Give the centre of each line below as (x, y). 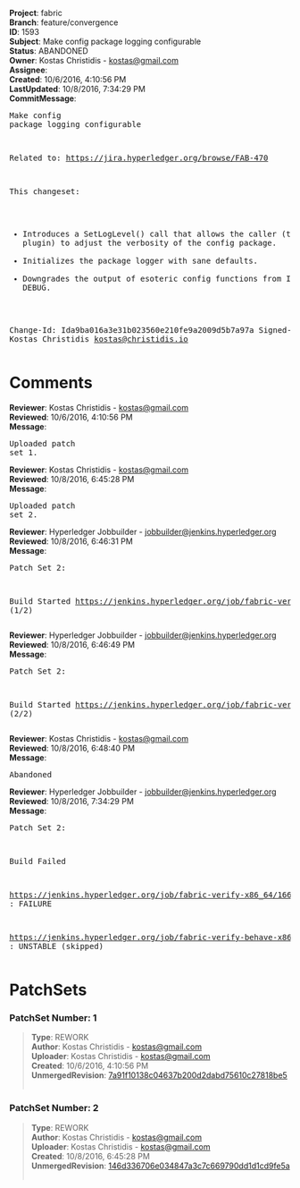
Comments (51, 383)
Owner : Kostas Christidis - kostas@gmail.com (94, 60)
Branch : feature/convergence (64, 22)
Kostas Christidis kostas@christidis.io (99, 339)
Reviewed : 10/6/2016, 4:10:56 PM (71, 417)
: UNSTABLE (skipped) (57, 946)
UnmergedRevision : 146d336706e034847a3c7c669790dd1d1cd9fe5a (160, 1166)
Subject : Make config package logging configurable (105, 41)
